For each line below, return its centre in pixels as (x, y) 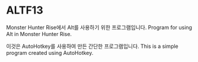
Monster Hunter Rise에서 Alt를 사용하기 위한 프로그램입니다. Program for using (99, 27)
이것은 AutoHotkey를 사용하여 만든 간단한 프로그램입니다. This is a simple (92, 46)
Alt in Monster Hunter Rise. (39, 34)
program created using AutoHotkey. (50, 53)
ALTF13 (25, 10)
